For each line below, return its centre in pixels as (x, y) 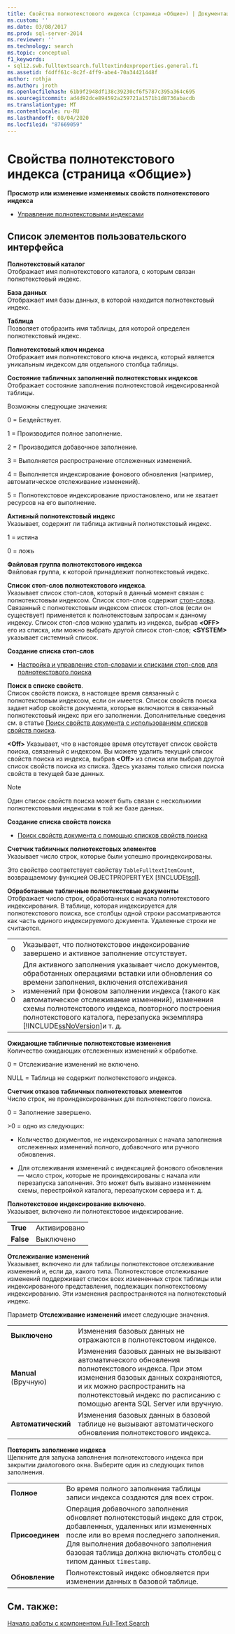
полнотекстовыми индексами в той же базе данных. (86, 808)
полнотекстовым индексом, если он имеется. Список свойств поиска (112, 700)
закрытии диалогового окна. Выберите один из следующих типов (106, 1465)
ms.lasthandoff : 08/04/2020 (48, 118)
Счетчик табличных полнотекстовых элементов (82, 849)
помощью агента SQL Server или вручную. (151, 1404)
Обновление (33, 1577)
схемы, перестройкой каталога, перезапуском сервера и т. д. (110, 1191)
